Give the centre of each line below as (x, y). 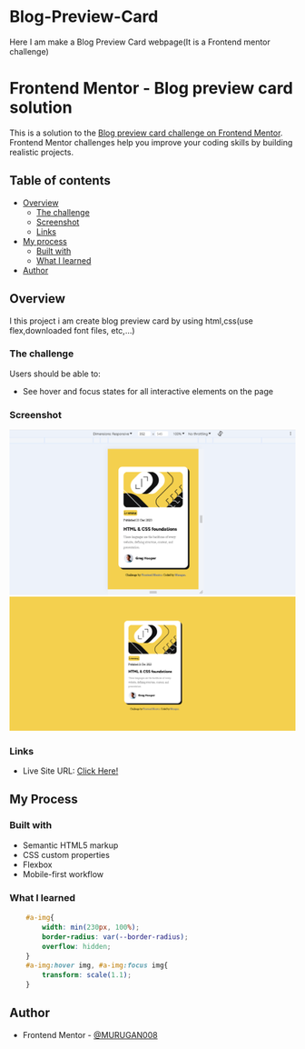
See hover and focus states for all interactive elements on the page (148, 391)
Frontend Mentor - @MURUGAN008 (90, 1034)
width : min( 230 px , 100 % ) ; (91, 927)
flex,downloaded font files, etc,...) (72, 330)
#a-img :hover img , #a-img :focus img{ (97, 965)
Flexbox (37, 864)
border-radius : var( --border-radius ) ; (115, 937)
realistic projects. (42, 152)
